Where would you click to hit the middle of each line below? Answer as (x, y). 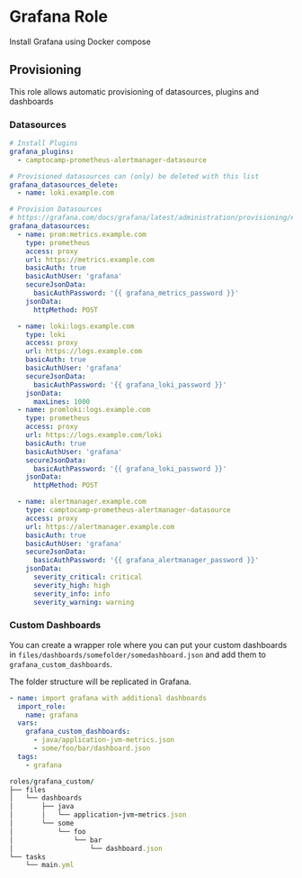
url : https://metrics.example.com (90, 260)
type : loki (46, 334)
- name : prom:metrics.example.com (82, 234)
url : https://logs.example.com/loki (94, 435)
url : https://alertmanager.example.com (100, 526)
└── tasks (28, 857)
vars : (28, 723)
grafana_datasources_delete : (64, 185)
